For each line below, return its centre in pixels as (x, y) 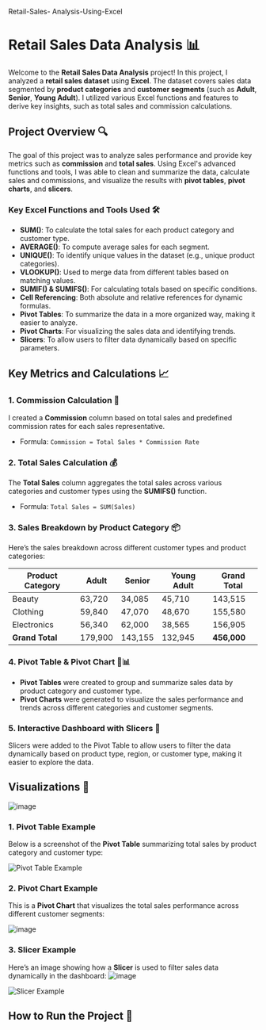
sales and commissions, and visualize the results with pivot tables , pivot (127, 180)
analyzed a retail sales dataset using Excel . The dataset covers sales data (130, 80)
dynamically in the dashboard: (57, 975)
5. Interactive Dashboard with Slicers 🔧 (84, 728)
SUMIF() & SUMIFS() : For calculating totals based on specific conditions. (138, 289)
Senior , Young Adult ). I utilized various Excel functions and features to (123, 98)
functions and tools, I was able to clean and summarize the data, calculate (129, 172)
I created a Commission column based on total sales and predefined (120, 417)
